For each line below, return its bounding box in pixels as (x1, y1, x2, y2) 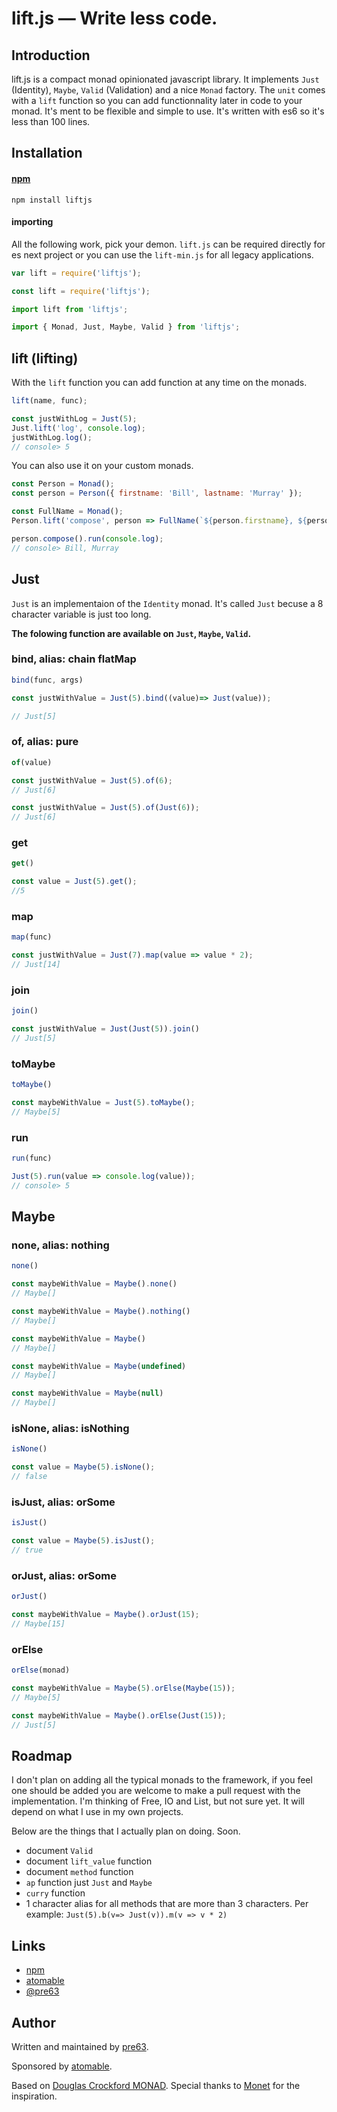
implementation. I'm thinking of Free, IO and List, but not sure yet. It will (11, 1795, 305, 1807)
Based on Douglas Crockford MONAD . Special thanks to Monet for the (11, 2079, 301, 2091)
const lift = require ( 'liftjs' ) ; (11, 286, 151, 296)
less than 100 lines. (11, 116, 91, 127)
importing (11, 216, 54, 228)
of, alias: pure (11, 735, 79, 749)
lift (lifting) (11, 350, 79, 367)
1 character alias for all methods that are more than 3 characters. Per (25, 1898, 309, 1910)
